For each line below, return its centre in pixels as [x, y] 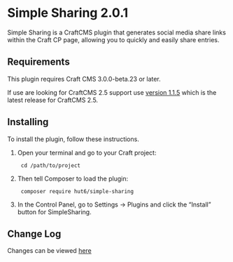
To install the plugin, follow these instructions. [73, 139]
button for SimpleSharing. [55, 211]
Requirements [38, 62]
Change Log [34, 234]
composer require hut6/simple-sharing [77, 191]
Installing [28, 122]
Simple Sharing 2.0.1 [68, 13]
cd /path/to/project [50, 165]
